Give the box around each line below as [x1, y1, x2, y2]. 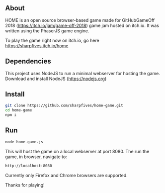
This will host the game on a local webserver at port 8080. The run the [5, 148, 150, 154]
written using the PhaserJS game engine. [5, 27, 89, 34]
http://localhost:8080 [5, 163, 52, 168]
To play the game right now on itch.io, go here [5, 37, 99, 43]
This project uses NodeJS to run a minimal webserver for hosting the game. [5, 70, 160, 76]
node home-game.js [5, 139, 43, 144]
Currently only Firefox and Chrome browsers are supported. [5, 172, 128, 178]
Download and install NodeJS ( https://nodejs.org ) [5, 76, 107, 82]
